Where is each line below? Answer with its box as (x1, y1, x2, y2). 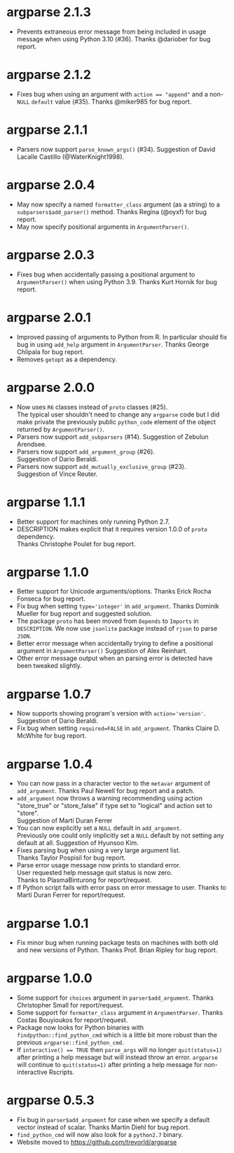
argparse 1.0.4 (6, 756, 93, 772)
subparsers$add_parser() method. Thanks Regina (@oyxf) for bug (16, 207, 207, 216)
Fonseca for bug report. (16, 594, 85, 603)
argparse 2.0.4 (6, 177, 95, 193)
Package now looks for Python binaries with (16, 1023, 144, 1032)
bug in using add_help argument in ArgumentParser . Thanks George (16, 340, 209, 349)
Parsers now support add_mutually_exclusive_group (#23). (16, 462, 186, 470)
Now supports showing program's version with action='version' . (16, 709, 206, 718)
